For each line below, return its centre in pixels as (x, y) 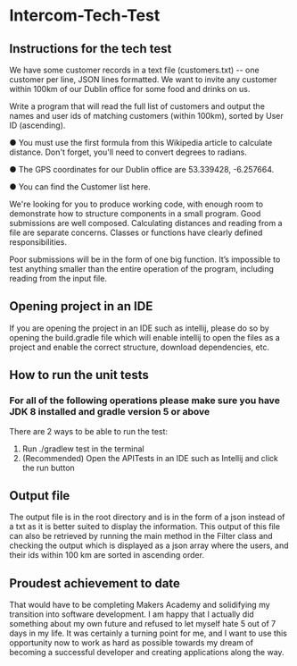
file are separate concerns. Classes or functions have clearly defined (136, 232)
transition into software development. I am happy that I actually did (132, 614)
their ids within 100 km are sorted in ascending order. (107, 555)
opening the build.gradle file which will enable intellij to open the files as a (145, 337)
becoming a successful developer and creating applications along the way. (147, 653)
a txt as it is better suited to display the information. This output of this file (145, 527)
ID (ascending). (37, 125)
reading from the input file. (58, 278)
